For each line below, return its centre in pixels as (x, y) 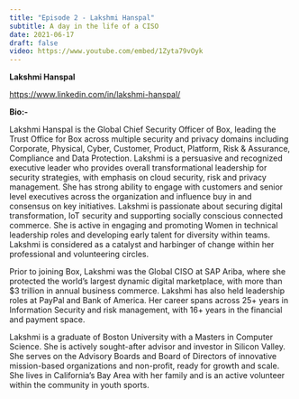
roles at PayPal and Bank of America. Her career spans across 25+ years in (149, 301)
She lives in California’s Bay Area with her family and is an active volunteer (147, 376)
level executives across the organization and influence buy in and (131, 197)
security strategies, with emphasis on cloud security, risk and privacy (138, 178)
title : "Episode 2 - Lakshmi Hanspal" (82, 18)
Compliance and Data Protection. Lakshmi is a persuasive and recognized (146, 158)
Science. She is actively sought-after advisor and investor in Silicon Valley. (148, 347)
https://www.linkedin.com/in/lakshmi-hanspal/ (95, 95)
